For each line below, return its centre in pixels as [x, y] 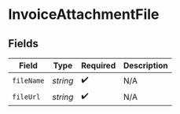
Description [145, 66]
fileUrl [26, 97]
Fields [24, 44]
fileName [28, 81]
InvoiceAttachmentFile [84, 15]
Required [99, 66]
